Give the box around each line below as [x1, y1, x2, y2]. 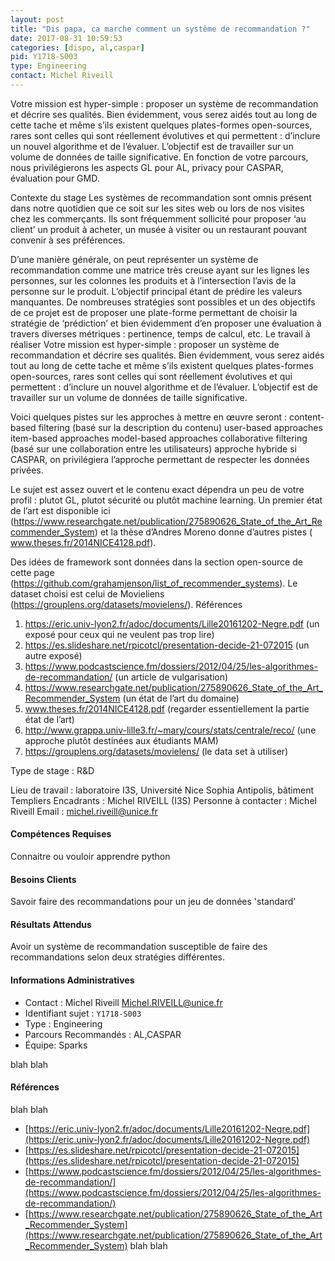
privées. [10, 464, 44, 476]
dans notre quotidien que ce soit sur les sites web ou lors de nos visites [10, 202, 305, 214]
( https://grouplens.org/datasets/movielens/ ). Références [10, 598, 243, 610]
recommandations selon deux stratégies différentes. [10, 951, 225, 963]
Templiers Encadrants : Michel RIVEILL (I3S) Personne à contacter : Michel [10, 794, 317, 806]
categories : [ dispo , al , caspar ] [10, 42, 145, 53]
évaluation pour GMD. [10, 172, 100, 184]
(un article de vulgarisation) [114, 671, 229, 683]
